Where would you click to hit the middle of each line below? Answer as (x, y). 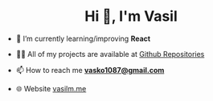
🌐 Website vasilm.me (51, 88)
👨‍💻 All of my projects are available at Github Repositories (110, 54)
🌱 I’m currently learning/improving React (83, 38)
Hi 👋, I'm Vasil (131, 16)
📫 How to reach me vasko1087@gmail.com (90, 70)
